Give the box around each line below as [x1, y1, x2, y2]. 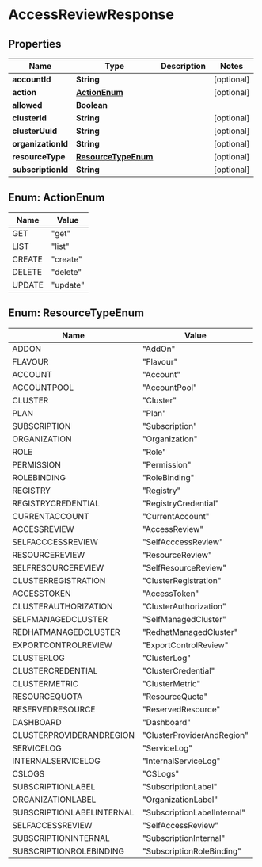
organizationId [12, 139, 69, 149]
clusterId [12, 113, 47, 124]
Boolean [75, 100, 108, 110]
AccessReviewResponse [8, 6, 174, 24]
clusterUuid [12, 125, 58, 136]
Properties [8, 37, 62, 51]
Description [161, 61, 206, 71]
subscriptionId [12, 164, 69, 175]
